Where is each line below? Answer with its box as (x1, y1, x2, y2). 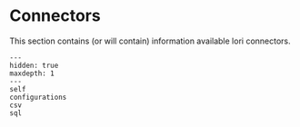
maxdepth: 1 (9, 69, 55, 78)
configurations (9, 93, 67, 102)
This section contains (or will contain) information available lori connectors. (9, 35, 291, 46)
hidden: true (9, 61, 59, 70)
